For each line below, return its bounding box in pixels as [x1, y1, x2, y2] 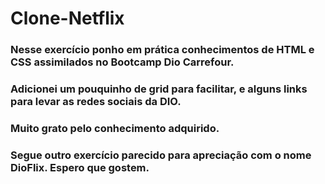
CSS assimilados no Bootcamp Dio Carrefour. [10, 55, 235, 69]
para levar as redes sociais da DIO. [10, 95, 182, 109]
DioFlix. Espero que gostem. [10, 160, 150, 174]
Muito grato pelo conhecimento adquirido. [10, 121, 220, 135]
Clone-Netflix [10, 7, 125, 30]
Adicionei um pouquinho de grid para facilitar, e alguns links [10, 82, 308, 96]
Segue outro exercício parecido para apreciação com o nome [10, 148, 312, 162]
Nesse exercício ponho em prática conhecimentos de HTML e [10, 43, 315, 57]
